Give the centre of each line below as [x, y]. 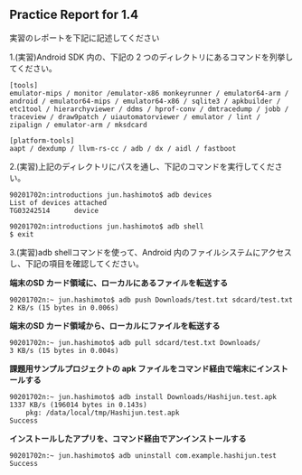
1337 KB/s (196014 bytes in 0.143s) [78, 405]
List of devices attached [58, 202]
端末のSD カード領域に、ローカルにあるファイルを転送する [119, 283]
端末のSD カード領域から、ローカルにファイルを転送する [115, 325]
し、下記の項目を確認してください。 [77, 263]
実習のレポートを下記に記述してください [85, 37]
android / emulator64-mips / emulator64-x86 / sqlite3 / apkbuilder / [145, 101]
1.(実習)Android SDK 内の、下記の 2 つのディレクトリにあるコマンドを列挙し [151, 57]
